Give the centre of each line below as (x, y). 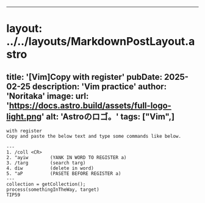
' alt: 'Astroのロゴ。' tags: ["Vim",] (108, 116)
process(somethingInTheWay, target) (53, 190)
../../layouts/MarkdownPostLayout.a (101, 42)
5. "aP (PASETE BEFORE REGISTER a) (64, 174)
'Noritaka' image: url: (48, 96)
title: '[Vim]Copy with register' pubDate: (85, 77)
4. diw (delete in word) (50, 168)
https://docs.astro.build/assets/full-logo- (90, 105)
